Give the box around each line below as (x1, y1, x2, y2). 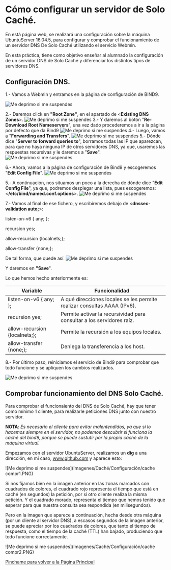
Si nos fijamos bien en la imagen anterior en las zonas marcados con (5, 480, 150, 486)
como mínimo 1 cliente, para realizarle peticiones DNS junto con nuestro (5, 408, 156, 414)
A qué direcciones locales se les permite (60, 295, 158, 303)
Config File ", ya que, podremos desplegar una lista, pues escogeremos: (5, 185, 156, 191)
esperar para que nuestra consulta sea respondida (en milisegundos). (5, 502, 152, 508)
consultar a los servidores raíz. (60, 316, 134, 324)
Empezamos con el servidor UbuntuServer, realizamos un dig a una (5, 450, 147, 456)
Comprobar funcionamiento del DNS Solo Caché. (5, 389, 164, 398)
